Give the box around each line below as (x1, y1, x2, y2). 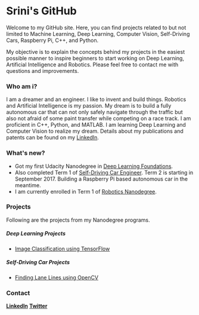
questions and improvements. (6, 67, 79, 74)
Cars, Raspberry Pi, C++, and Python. (6, 36, 99, 44)
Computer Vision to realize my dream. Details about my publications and (6, 127, 184, 135)
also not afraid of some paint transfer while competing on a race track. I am (6, 115, 191, 122)
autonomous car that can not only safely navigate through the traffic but (6, 109, 183, 116)
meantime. (14, 181, 41, 189)
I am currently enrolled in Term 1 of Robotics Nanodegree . (14, 188, 157, 195)
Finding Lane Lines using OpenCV (14, 274, 99, 281)
